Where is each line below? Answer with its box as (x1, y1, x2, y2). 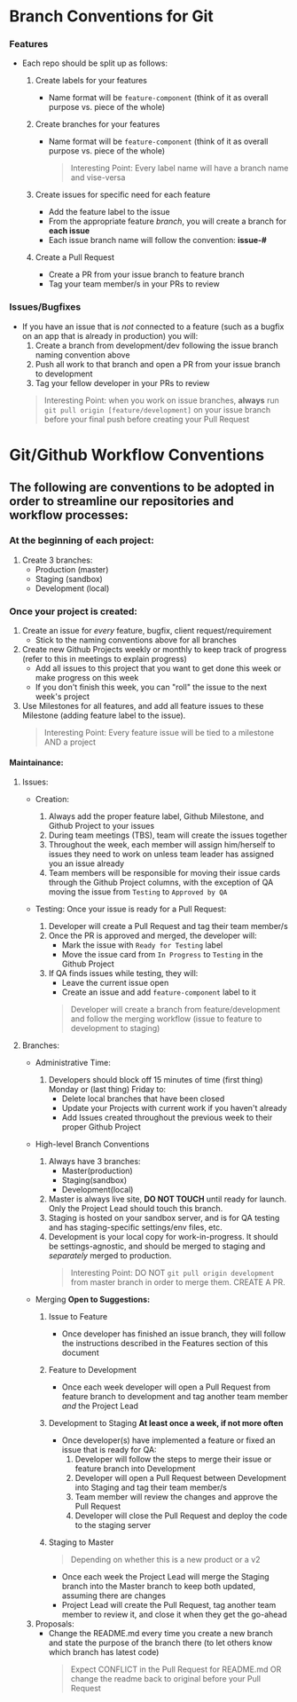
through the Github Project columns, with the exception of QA (48, 877, 274, 888)
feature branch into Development (74, 1463, 196, 1474)
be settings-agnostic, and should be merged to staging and (48, 1241, 266, 1252)
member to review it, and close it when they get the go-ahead (61, 1609, 288, 1620)
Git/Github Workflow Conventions (9, 445, 265, 465)
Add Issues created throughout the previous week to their (61, 1112, 273, 1123)
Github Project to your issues (48, 821, 155, 831)
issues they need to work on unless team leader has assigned (48, 849, 275, 860)
